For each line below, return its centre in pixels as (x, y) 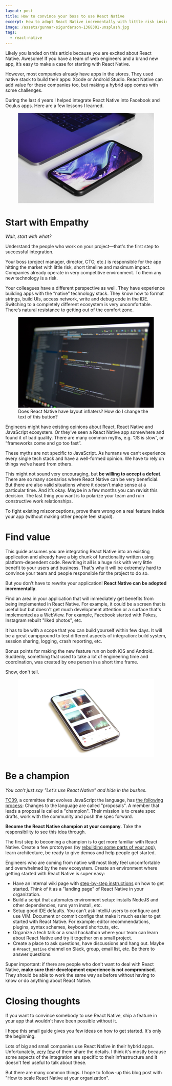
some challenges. (24, 90)
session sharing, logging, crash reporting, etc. (54, 641)
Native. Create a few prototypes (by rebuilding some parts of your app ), (81, 847)
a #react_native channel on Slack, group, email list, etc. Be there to (84, 949)
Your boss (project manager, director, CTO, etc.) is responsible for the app (83, 262)
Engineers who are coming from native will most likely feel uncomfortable (83, 863)
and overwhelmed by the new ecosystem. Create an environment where (81, 868)
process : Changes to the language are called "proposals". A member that (82, 806)
